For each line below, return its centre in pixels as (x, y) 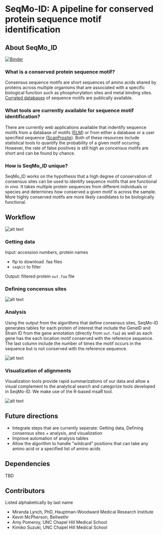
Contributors (25, 490)
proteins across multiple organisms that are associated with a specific (75, 88)
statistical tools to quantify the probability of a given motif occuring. (73, 143)
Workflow (20, 217)
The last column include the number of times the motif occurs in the (73, 343)
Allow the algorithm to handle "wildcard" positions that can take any (80, 443)
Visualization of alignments (38, 371)
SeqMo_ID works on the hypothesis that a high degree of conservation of (79, 176)
